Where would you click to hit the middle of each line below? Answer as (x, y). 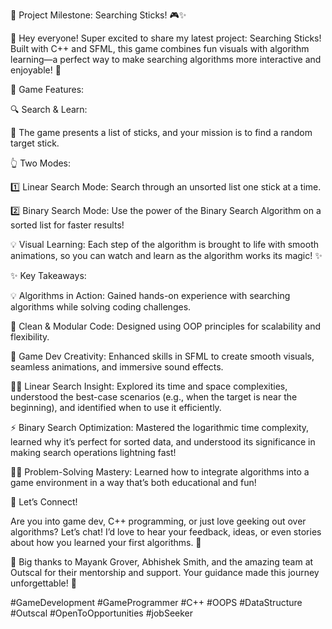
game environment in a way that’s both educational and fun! (133, 482)
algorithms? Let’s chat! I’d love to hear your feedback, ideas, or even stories (166, 532)
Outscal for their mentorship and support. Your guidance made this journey (165, 572)
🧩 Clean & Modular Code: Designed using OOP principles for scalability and (166, 326)
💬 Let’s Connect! (44, 502)
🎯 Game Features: (47, 89)
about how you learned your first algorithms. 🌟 (106, 542)
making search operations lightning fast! (93, 452)
